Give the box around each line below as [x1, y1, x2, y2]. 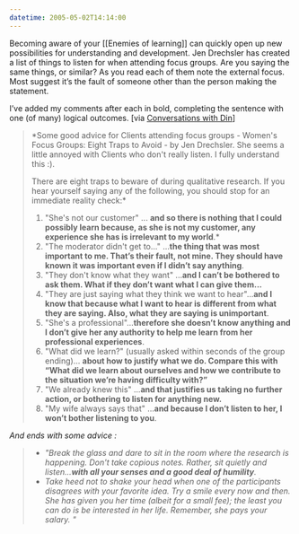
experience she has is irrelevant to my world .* [44, 231, 220, 242]
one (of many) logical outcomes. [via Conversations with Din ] [9, 112, 236, 123]
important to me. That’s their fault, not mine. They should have [44, 250, 284, 261]
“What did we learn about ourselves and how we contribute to [44, 364, 281, 375]
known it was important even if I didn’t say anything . [44, 259, 244, 270]
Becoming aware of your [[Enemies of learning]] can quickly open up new [9, 38, 283, 48]
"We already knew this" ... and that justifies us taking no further [44, 383, 283, 395]
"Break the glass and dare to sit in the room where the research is [44, 447, 289, 458]
